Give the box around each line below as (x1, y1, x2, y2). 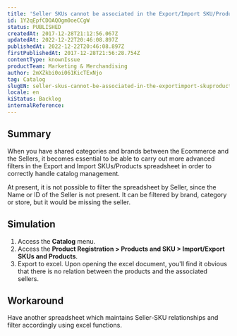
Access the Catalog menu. (17, 237, 96, 245)
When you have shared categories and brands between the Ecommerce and (7, 147, 229, 155)
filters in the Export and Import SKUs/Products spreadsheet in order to (7, 161, 212, 170)
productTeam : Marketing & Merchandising (7, 63, 128, 70)
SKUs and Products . (17, 251, 78, 261)
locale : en (7, 89, 39, 96)
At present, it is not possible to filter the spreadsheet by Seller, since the (7, 182, 217, 191)
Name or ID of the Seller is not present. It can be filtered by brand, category (7, 190, 227, 199)
